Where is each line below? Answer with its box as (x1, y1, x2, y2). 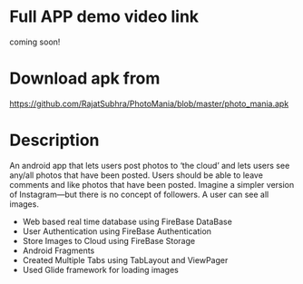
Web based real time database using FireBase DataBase (22, 216, 233, 227)
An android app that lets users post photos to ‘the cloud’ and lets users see (9, 160, 290, 171)
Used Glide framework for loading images (22, 264, 179, 275)
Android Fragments (22, 245, 95, 256)
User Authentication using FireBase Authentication (22, 225, 211, 237)
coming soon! (9, 36, 61, 47)
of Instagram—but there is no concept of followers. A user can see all (9, 189, 269, 200)
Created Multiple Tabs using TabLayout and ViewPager (22, 254, 229, 265)
